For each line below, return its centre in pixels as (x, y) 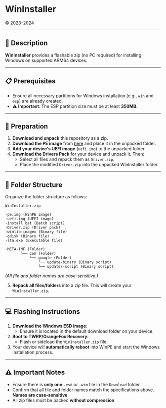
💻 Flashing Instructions (43, 312)
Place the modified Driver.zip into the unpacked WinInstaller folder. (89, 165)
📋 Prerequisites (30, 81)
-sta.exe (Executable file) (34, 241)
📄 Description (26, 43)
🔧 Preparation (27, 126)
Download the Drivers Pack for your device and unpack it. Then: (78, 154)
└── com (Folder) (38, 254)
